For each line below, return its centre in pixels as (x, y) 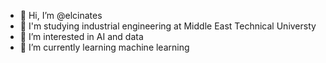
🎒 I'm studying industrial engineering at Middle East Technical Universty (168, 26)
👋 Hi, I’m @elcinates (61, 15)
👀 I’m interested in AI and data (81, 36)
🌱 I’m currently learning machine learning (104, 47)
